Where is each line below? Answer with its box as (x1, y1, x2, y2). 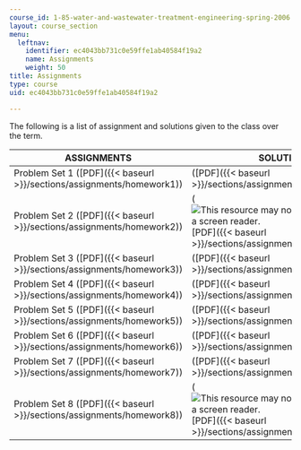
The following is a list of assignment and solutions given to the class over (9, 120, 279, 131)
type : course (9, 80, 58, 89)
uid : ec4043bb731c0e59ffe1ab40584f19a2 (9, 88, 159, 97)
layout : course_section (9, 22, 99, 30)
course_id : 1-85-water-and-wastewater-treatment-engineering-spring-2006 (9, 13, 291, 22)
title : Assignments (9, 72, 82, 81)
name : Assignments (25, 55, 94, 64)
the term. (9, 130, 43, 141)
